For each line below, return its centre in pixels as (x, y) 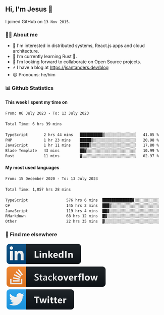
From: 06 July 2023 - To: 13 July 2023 (47, 114)
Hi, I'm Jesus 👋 (29, 9)
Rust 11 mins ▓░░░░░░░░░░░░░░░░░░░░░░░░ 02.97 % (82, 156)
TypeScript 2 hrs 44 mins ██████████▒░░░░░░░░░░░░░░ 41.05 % (82, 134)
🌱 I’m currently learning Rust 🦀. (45, 57)
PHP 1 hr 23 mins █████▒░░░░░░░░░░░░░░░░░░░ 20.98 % (82, 140)
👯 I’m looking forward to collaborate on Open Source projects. (77, 62)
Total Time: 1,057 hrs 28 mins (38, 190)
